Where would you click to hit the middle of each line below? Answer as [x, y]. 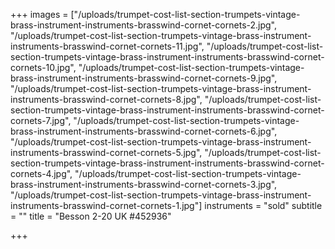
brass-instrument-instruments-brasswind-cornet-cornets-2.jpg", [144, 25]
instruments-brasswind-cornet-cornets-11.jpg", [107, 46]
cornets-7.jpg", [41, 120]
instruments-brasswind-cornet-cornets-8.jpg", [106, 99]
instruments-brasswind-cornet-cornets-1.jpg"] [106, 205]
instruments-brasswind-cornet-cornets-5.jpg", [106, 152]
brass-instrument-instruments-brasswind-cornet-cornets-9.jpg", [144, 78]
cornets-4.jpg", [41, 173]
